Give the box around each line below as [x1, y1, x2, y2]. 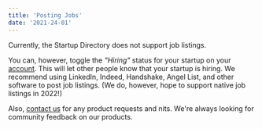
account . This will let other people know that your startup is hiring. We [8, 63, 236, 73]
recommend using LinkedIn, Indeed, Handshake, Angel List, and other [8, 72, 234, 81]
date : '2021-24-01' [8, 19, 72, 27]
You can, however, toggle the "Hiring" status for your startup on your [8, 56, 231, 65]
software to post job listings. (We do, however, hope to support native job [8, 80, 246, 90]
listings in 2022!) [8, 88, 63, 98]
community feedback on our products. [8, 112, 133, 121]
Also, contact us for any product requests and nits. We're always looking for [8, 103, 254, 113]
